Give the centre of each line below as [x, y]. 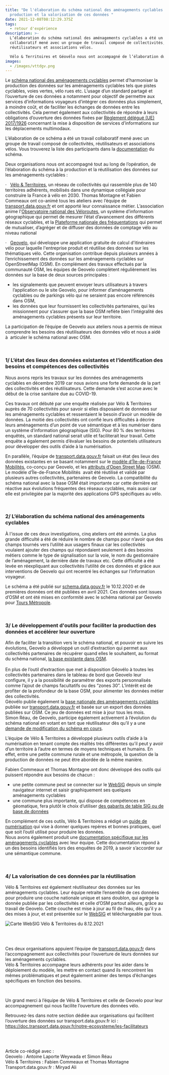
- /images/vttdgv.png [32, 66]
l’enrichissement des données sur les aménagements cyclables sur [75, 259]
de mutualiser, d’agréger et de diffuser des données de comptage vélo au [81, 228]
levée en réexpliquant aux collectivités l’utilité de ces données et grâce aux [83, 566]
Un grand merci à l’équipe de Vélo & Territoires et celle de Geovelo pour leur [84, 1000]
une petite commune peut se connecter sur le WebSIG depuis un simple [87, 785]
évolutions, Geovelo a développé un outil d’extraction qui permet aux [76, 648]
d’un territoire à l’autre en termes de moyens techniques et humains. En [79, 749]
